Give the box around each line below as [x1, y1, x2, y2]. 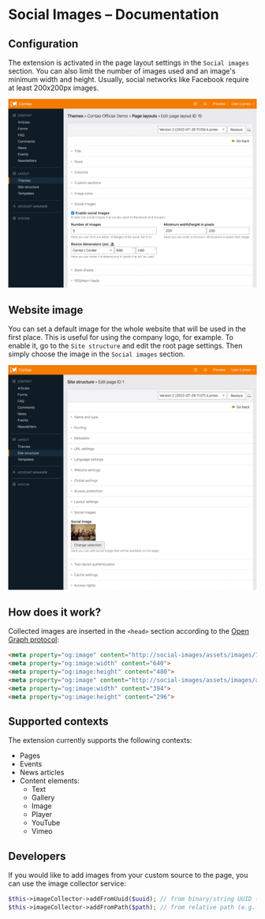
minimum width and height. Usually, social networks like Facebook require [8, 75, 249, 84]
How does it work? [8, 605, 102, 619]
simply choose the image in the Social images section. [8, 349, 185, 359]
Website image [8, 303, 84, 317]
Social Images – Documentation [8, 6, 219, 24]
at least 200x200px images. [8, 83, 99, 92]
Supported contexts [8, 714, 109, 728]
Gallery [31, 793, 55, 803]
